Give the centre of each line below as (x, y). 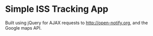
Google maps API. (23, 28)
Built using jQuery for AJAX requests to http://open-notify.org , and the (76, 23)
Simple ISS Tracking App (57, 9)
